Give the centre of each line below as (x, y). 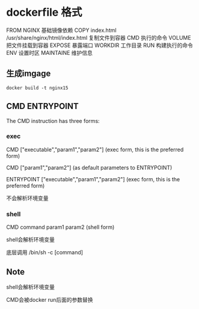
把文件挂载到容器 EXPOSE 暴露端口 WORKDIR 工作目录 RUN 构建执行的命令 (100, 45)
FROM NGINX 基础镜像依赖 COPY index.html (61, 30)
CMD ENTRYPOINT (43, 106)
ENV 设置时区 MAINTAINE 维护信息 (50, 52)
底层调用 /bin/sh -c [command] (44, 252)
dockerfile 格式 (44, 12)
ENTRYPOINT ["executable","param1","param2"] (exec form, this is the (93, 179)
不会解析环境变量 (27, 198)
